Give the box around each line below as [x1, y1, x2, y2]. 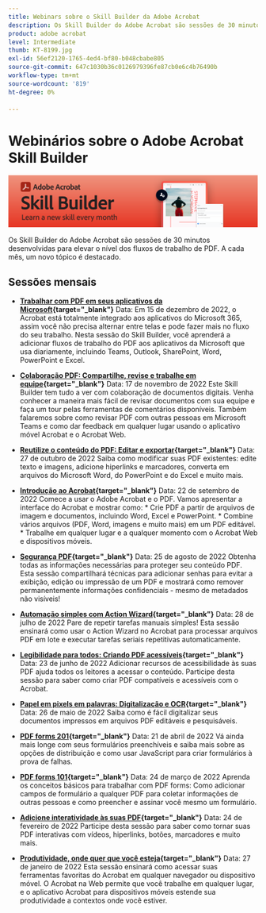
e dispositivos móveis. [19, 536, 93, 545]
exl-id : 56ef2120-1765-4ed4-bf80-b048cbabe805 [8, 55, 165, 63]
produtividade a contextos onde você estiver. [19, 896, 168, 905]
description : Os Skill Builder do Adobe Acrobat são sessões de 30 [8, 21, 236, 29]
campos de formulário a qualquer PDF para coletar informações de [19, 788, 239, 798]
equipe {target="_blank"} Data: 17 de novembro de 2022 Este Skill [19, 379, 238, 388]
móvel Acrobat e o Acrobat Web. [19, 430, 127, 439]
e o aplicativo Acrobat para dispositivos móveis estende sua [19, 887, 216, 896]
